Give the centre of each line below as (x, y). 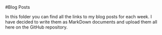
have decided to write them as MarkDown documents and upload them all (81, 22)
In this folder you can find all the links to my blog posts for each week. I (78, 17)
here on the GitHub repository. (36, 27)
